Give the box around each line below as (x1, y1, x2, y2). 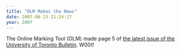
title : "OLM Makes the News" (6, 8, 77, 15)
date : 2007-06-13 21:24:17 (6, 14, 72, 20)
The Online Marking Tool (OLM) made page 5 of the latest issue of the (6, 35, 175, 42)
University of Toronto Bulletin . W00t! (6, 41, 94, 48)
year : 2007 (6, 19, 33, 25)
